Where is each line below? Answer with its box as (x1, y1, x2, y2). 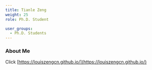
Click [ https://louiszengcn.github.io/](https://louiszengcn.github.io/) (5, 59, 147, 65)
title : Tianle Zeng (5, 7, 47, 13)
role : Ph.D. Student (5, 17, 49, 22)
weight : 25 (5, 12, 28, 17)
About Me (5, 48, 31, 55)
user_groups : (5, 26, 33, 31)
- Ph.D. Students (10, 31, 47, 36)
